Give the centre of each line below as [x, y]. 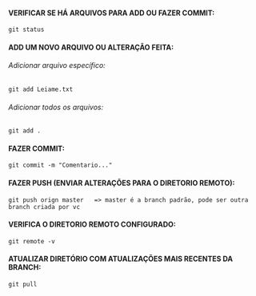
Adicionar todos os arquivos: [56, 107]
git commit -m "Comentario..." [60, 165]
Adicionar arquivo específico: [57, 65]
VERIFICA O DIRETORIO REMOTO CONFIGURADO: [92, 224]
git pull [23, 285]
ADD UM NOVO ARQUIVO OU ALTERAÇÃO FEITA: [91, 47]
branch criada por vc [44, 207]
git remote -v [32, 241]
